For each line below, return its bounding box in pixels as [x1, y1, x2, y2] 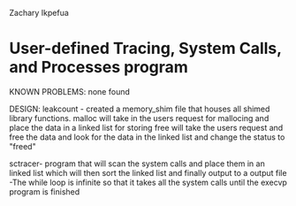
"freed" [9, 141, 37, 151]
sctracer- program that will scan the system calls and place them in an [9, 158, 265, 169]
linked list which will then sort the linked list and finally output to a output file [9, 167, 287, 178]
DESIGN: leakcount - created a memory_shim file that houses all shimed [9, 103, 270, 114]
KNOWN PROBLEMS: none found [9, 86, 131, 96]
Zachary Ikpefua [9, 8, 69, 18]
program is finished [9, 186, 80, 197]
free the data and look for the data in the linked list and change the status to [9, 132, 285, 142]
